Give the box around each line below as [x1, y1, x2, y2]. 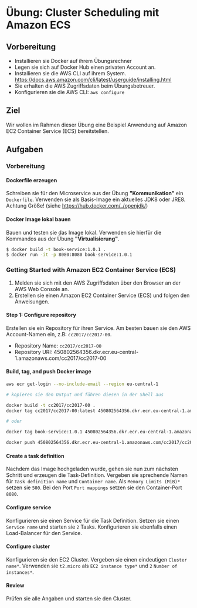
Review [6, 582, 25, 589]
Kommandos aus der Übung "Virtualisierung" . [6, 235, 120, 242]
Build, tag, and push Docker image [6, 368, 92, 375]
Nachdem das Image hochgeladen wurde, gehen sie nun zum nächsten [6, 465, 179, 473]
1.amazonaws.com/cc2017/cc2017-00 [14, 355, 107, 362]
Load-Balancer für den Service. [6, 529, 82, 536]
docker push [6, 440, 35, 446]
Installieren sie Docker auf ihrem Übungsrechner [14, 58, 132, 64]
